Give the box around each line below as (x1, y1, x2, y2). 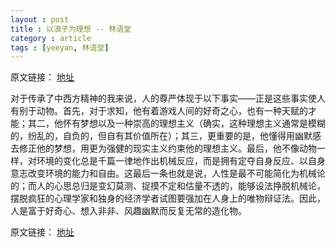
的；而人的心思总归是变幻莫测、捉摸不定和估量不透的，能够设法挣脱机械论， (10, 180, 326, 192)
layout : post (10, 14, 70, 25)
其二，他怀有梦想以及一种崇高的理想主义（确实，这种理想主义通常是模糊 (27, 117, 326, 130)
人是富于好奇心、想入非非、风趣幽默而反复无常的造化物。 (10, 205, 247, 217)
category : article (10, 33, 92, 43)
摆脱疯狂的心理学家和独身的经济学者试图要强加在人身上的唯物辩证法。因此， (10, 192, 326, 205)
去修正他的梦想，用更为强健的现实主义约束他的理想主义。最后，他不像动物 (10, 142, 317, 155)
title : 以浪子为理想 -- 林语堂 (10, 24, 132, 34)
